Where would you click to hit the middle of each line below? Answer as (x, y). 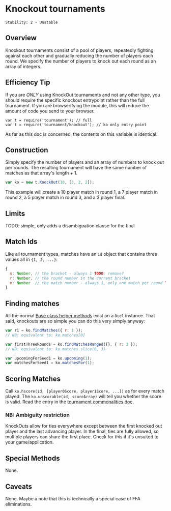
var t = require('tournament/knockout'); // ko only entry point (76, 125)
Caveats (19, 486)
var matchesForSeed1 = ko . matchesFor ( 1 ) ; (50, 363)
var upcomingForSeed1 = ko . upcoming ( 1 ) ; (49, 358)
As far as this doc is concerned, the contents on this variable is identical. (81, 134)
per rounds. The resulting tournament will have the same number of (76, 168)
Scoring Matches (33, 379)
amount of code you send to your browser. (50, 111)
